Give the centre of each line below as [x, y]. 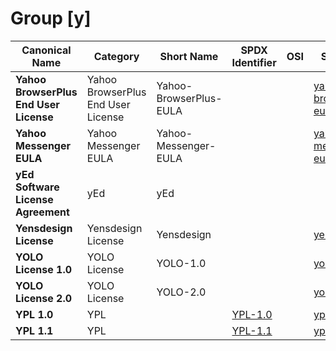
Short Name [189, 56]
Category [116, 56]
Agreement [42, 212]
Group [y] [51, 18]
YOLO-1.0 [181, 263]
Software [37, 187]
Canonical [46, 50]
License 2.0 [44, 298]
